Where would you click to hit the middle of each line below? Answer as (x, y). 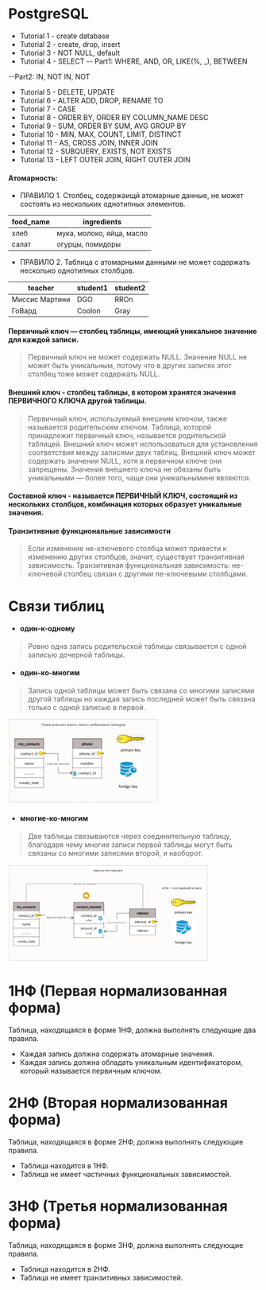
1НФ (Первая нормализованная (118, 991)
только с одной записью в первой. (86, 707)
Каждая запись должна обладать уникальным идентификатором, (131, 1063)
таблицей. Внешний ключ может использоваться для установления (143, 444)
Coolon (89, 310)
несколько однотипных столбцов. (77, 270)
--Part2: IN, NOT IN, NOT (49, 76)
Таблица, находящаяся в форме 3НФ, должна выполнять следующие (126, 1245)
